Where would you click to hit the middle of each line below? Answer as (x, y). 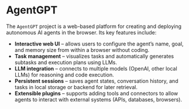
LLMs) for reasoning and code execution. (64, 75)
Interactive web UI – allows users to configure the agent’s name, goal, (99, 44)
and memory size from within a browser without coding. (82, 50)
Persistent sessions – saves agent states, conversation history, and (96, 81)
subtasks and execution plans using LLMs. (66, 62)
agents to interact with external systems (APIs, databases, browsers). (98, 99)
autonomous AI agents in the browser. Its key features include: (81, 32)
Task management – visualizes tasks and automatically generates (94, 56)
